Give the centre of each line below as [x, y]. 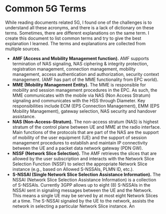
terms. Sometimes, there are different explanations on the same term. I [77, 33]
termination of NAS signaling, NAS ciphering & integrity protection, [80, 64]
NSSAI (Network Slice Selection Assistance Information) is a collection [84, 180]
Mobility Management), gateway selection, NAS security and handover [84, 111]
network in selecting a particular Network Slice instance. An [73, 206]
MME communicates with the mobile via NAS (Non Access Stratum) [81, 95]
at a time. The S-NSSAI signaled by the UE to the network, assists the [83, 201]
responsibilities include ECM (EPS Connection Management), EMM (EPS [86, 106]
